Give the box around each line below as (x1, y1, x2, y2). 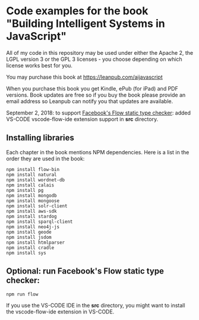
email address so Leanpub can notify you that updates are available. (6, 97, 173, 105)
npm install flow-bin (6, 166, 60, 172)
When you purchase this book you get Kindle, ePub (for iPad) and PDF (6, 85, 178, 92)
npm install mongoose (6, 198, 60, 204)
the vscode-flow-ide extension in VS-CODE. (6, 308, 115, 315)
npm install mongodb (6, 192, 58, 198)
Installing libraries (6, 133, 74, 143)
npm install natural (6, 172, 58, 178)
